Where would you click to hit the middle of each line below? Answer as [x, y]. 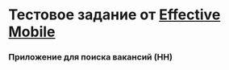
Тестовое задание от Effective [114, 15]
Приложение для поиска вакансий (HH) [91, 57]
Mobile [32, 32]
